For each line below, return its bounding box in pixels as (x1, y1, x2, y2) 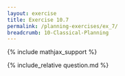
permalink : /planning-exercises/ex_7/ (7, 23, 118, 29)
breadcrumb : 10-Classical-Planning (7, 29, 109, 36)
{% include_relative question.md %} (7, 61, 109, 69)
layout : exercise (7, 10, 57, 17)
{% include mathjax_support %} (7, 48, 98, 56)
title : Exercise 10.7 (7, 16, 69, 23)
